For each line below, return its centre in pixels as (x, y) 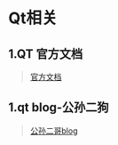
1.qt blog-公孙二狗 (59, 108)
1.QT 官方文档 (46, 54)
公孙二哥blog (54, 131)
